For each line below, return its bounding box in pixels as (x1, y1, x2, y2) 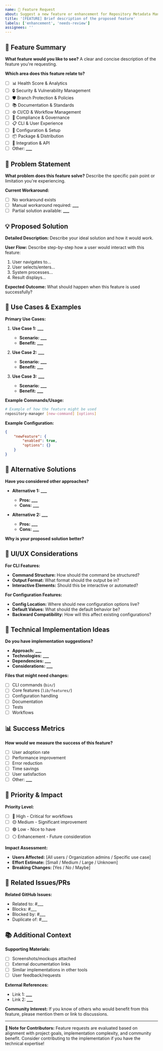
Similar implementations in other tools (12, 967, 88, 972)
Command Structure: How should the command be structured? (12, 572, 140, 578)
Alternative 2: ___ (12, 512, 48, 517)
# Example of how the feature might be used (5, 406, 97, 412)
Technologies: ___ (12, 653, 49, 659)
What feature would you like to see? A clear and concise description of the (5, 56, 156, 62)
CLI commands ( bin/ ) (12, 682, 56, 688)
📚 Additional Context (5, 931, 71, 939)
